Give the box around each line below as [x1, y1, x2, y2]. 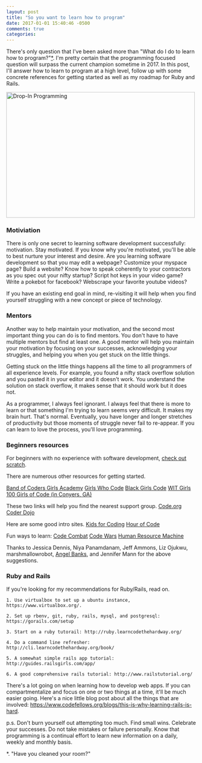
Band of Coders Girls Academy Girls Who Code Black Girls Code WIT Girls [6, 485, 191, 492]
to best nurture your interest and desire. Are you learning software [6, 253, 171, 260]
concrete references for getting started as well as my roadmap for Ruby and [6, 74, 195, 81]
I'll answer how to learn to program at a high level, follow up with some [6, 67, 182, 74]
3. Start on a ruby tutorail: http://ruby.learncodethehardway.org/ [6, 629, 182, 635]
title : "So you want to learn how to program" [6, 14, 125, 21]
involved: [6, 701, 29, 709]
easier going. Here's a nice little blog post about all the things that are [6, 695, 179, 702]
